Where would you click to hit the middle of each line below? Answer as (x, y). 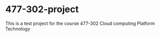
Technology (18, 28)
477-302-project (42, 9)
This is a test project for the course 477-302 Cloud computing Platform (80, 23)
